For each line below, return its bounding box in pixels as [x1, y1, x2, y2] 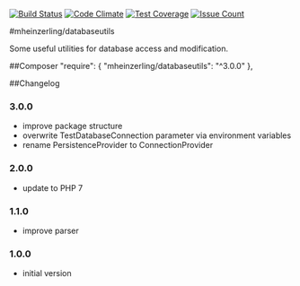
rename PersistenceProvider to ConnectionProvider [22, 140, 214, 151]
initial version [22, 268, 72, 279]
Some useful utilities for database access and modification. [9, 43, 229, 54]
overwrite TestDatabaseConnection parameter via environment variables [22, 130, 292, 141]
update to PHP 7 [22, 182, 84, 193]
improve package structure [22, 121, 123, 132]
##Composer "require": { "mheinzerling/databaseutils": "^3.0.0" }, [9, 61, 253, 71]
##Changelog [9, 78, 60, 89]
